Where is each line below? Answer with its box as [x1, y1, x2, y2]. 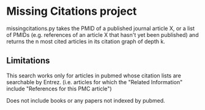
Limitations [6, 55, 50, 66]
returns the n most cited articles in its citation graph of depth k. [6, 37, 165, 45]
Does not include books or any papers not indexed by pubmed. [6, 96, 165, 104]
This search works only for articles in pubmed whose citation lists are [6, 72, 182, 79]
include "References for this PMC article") [6, 85, 112, 92]
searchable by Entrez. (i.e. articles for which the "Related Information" [6, 78, 183, 85]
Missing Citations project [6, 4, 137, 18]
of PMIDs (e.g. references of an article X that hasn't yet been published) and [6, 31, 199, 38]
